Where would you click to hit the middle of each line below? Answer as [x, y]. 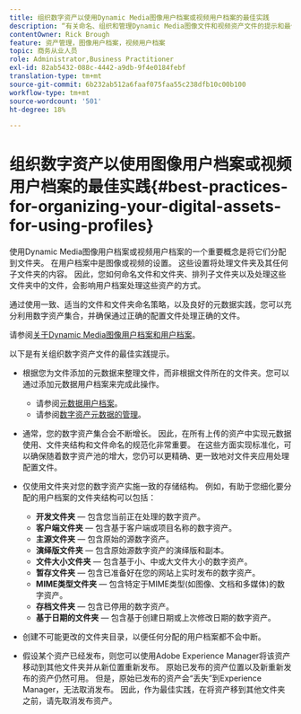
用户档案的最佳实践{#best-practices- [149, 187]
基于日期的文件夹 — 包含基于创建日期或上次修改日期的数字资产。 [155, 618]
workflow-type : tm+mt [50, 93]
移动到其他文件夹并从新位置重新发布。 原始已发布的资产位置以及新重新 [153, 667]
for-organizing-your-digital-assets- [146, 207]
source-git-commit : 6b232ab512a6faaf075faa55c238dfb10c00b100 [128, 84]
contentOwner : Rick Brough [60, 34]
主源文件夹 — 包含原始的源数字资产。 [105, 539]
